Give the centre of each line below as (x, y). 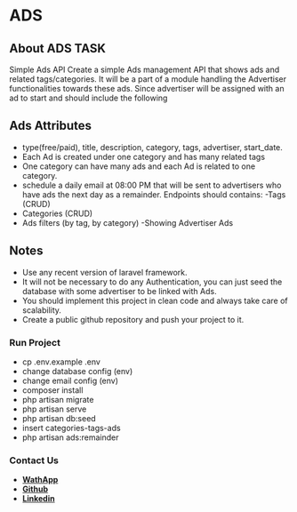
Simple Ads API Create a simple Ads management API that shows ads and (144, 69)
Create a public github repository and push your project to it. (133, 319)
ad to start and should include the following (88, 98)
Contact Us (34, 460)
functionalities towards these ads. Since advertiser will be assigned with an (147, 88)
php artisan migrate (58, 399)
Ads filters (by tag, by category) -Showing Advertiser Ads (128, 222)
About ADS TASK (58, 48)
